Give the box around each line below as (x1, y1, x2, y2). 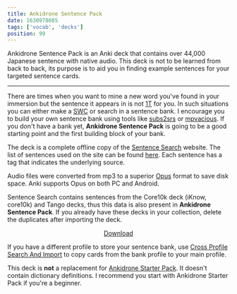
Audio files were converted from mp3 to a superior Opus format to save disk (7, 172, 229, 180)
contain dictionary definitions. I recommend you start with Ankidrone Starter (7, 271, 229, 280)
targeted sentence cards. (7, 72, 81, 80)
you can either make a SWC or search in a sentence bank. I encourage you (7, 107, 225, 116)
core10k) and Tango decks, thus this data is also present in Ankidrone (7, 200, 212, 209)
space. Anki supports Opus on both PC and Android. (7, 179, 160, 188)
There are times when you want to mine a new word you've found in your (7, 92, 220, 101)
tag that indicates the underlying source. (7, 158, 126, 166)
